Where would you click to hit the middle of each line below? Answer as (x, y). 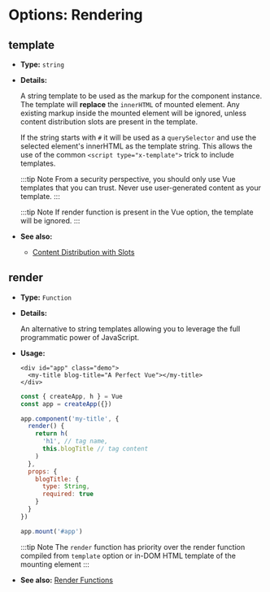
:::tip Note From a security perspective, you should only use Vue (128, 179)
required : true (68, 494)
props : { (43, 471)
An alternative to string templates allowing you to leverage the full (130, 328)
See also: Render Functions (67, 580)
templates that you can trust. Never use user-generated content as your (141, 188)
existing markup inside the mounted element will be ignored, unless (133, 113)
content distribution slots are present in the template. (109, 122)
